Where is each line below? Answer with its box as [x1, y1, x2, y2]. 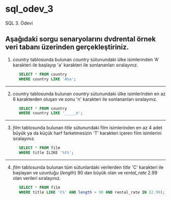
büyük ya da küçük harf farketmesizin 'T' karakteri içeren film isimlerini [12, 130, 162, 136]
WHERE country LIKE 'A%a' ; [18, 76, 76, 82]
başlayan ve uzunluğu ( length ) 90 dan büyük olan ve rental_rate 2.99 [12, 170, 158, 175]
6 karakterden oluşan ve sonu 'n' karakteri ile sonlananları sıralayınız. [12, 96, 158, 102]
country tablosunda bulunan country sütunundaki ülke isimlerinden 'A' [12, 56, 159, 62]
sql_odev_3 [5, 3, 53, 15]
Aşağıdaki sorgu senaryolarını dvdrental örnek [5, 35, 156, 43]
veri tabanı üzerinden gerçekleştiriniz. [5, 43, 129, 52]
